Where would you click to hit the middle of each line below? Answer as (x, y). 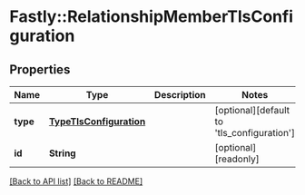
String (62, 153)
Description (180, 95)
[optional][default (252, 110)
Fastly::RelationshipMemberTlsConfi (151, 17)
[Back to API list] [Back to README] (76, 181)
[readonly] (237, 159)
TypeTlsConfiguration (97, 122)
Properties (40, 69)
